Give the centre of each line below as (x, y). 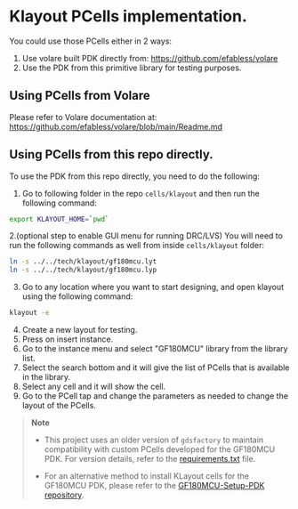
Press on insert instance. (68, 339)
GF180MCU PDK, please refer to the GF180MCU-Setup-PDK (154, 486)
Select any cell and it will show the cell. (94, 387)
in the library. (46, 377)
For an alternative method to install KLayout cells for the (146, 476)
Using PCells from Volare (80, 96)
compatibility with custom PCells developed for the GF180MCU (160, 449)
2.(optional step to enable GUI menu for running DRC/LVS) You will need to (146, 236)
